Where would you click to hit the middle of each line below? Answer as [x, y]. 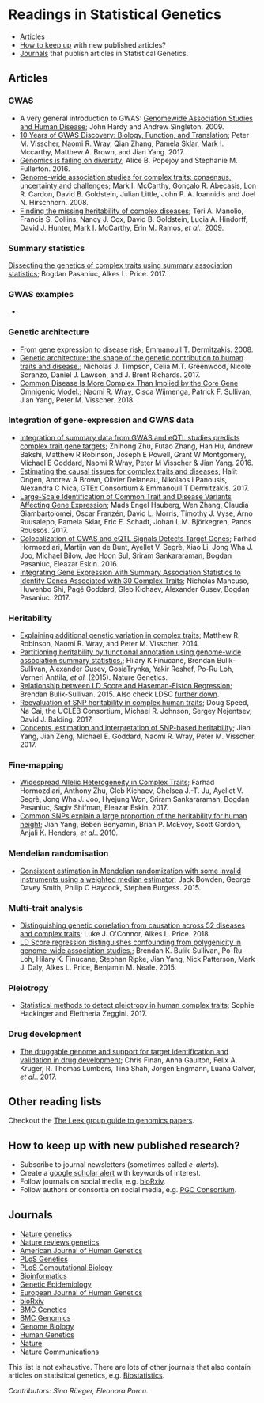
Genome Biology [47, 1327]
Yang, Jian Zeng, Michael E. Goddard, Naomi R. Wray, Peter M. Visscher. [138, 736]
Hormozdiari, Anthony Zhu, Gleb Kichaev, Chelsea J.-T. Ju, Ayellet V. [131, 791]
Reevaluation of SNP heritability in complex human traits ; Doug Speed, [134, 703]
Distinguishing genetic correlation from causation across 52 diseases [132, 925]
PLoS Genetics [44, 1259]
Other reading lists [55, 1102]
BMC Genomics [45, 1318]
